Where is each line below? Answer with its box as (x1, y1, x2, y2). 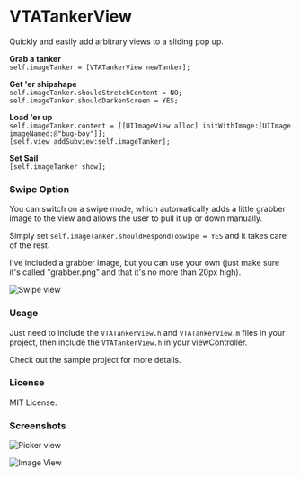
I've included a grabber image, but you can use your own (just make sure (9, 258, 280, 269)
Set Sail (9, 153, 39, 163)
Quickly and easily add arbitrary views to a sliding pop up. (9, 36, 225, 47)
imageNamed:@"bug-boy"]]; (9, 128, 106, 138)
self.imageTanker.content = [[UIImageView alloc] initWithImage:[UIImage (9, 121, 292, 130)
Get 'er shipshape (9, 78, 78, 89)
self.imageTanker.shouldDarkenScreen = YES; (9, 96, 179, 105)
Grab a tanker (9, 53, 61, 64)
